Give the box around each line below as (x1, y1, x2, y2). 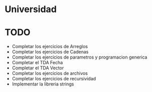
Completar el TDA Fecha (12, 60, 63, 66)
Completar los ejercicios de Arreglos (12, 43, 88, 50)
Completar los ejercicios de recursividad (12, 76, 96, 82)
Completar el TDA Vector (12, 65, 64, 71)
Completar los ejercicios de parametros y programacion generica (12, 54, 147, 60)
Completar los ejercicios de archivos (12, 70, 88, 76)
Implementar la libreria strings (12, 81, 74, 87)
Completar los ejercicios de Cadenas (12, 49, 89, 55)
